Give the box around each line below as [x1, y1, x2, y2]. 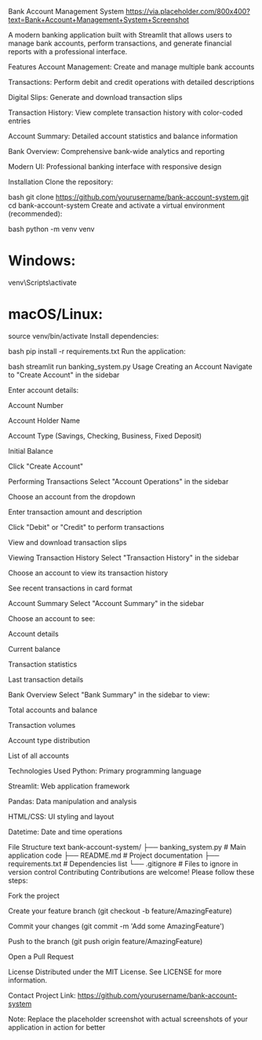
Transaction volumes [8, 720, 76, 729]
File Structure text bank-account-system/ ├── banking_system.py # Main [8, 842, 246, 851]
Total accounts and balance [8, 705, 98, 715]
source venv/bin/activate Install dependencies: [8, 331, 159, 340]
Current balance [8, 644, 61, 653]
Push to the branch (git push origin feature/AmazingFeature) [8, 936, 203, 946]
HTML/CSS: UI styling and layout [8, 811, 115, 821]
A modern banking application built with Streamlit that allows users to [8, 31, 233, 39]
